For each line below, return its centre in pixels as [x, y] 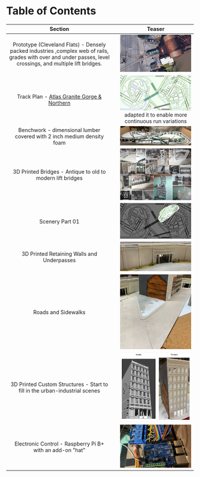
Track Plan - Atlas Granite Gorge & [60, 96]
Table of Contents [51, 11]
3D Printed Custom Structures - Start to [59, 384]
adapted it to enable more [156, 115]
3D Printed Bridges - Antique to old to [59, 172]
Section [60, 29]
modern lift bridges [60, 178]
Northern [60, 103]
